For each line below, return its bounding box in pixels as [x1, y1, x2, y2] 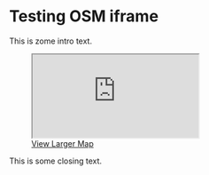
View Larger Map [31, 138, 95, 148]
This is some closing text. [9, 155, 103, 166]
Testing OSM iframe [9, 6, 159, 27]
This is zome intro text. [9, 36, 93, 46]
